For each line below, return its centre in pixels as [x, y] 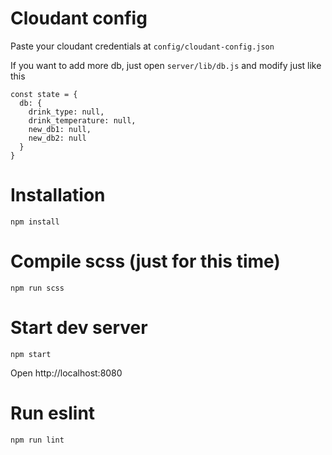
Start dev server [79, 328]
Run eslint [53, 413]
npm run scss [37, 288]
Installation [58, 195]
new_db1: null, [60, 129]
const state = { [44, 94]
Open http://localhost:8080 [66, 373]
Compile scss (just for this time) [145, 261]
